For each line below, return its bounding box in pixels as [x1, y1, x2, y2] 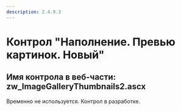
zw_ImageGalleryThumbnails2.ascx [6, 81, 146, 92]
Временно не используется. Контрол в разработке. [6, 98, 141, 105]
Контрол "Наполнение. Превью [6, 35, 176, 49]
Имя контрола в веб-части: [6, 72, 116, 82]
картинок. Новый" [6, 48, 105, 61]
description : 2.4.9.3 [6, 8, 62, 15]
